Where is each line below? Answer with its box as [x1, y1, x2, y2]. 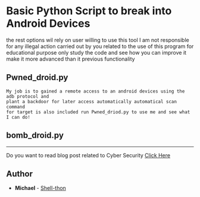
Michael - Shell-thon [14, 185, 67, 192]
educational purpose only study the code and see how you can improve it [6, 49, 186, 56]
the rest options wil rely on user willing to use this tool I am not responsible [6, 36, 189, 43]
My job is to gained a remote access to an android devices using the [6, 88, 185, 94]
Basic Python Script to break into [6, 4, 172, 18]
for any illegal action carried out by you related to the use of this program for [6, 43, 194, 50]
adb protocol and [6, 93, 49, 99]
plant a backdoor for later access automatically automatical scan [6, 99, 177, 104]
